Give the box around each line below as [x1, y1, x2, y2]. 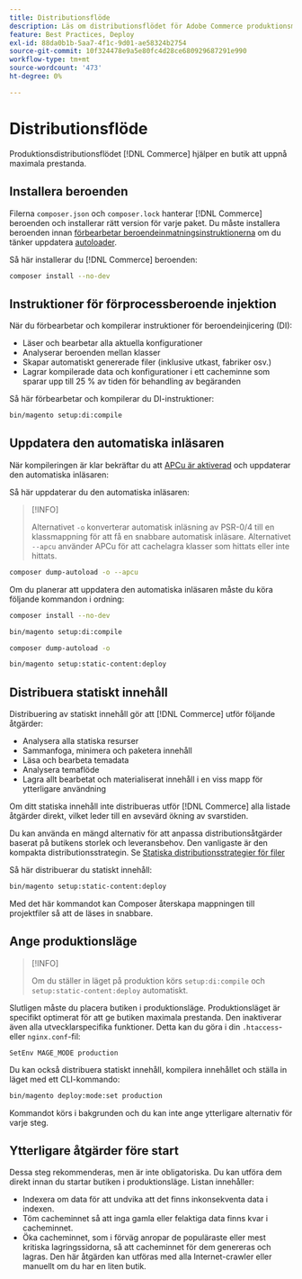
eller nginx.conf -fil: [9, 1030, 81, 1041]
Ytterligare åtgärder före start [9, 1143, 180, 1158]
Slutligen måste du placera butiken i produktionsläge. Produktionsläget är [9, 1002, 280, 1013]
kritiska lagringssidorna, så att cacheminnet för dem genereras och [22, 1242, 271, 1253]
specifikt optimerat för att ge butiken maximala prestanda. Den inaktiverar [9, 1011, 282, 1022]
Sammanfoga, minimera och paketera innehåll [22, 745, 193, 757]
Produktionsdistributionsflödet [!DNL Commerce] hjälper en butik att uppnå [9, 148, 288, 159]
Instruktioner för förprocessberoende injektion [9, 296, 277, 312]
